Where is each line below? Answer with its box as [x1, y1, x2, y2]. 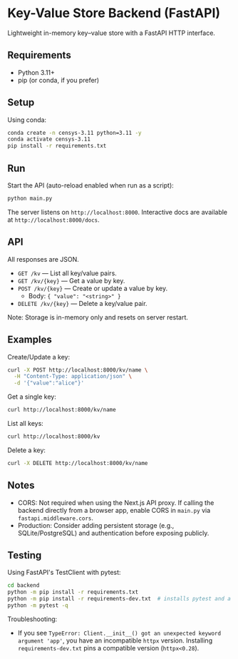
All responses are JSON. [7, 255, 80, 263]
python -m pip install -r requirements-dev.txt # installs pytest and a [7, 596, 232, 603]
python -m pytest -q [7, 602, 69, 609]
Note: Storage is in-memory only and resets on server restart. [7, 312, 189, 322]
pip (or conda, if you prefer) [17, 76, 100, 84]
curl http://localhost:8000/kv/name [7, 407, 116, 414]
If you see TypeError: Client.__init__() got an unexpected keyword [17, 628, 222, 637]
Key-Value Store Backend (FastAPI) [7, 5, 221, 21]
